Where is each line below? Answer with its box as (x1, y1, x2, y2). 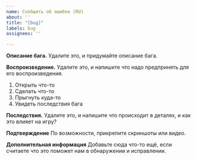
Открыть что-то (14, 81, 55, 89)
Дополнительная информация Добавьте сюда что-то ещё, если (6, 141, 173, 148)
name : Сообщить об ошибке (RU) (6, 8, 84, 15)
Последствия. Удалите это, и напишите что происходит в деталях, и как (6, 112, 192, 119)
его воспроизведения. (6, 70, 63, 77)
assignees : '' (6, 31, 42, 37)
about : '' (6, 14, 31, 20)
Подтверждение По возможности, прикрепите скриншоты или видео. (6, 130, 186, 137)
